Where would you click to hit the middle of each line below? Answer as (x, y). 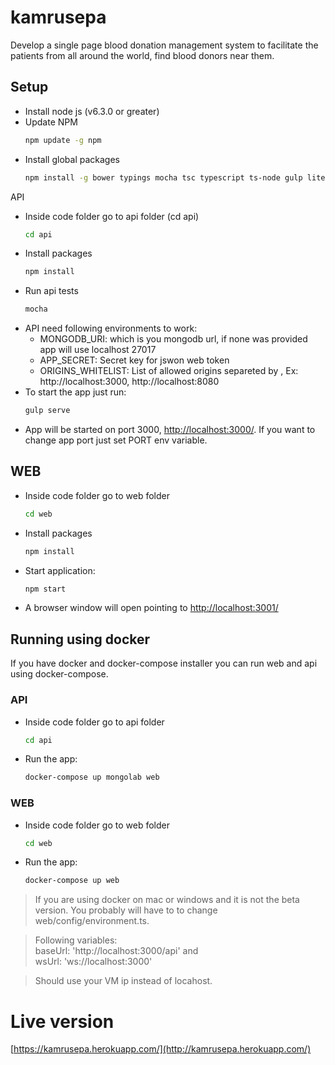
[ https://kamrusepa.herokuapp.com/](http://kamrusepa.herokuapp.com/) (161, 1049)
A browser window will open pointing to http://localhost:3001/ (151, 608)
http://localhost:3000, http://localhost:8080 (129, 382)
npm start (45, 589)
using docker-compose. (59, 674)
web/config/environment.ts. (92, 921)
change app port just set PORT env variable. (116, 440)
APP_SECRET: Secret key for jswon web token (134, 360)
